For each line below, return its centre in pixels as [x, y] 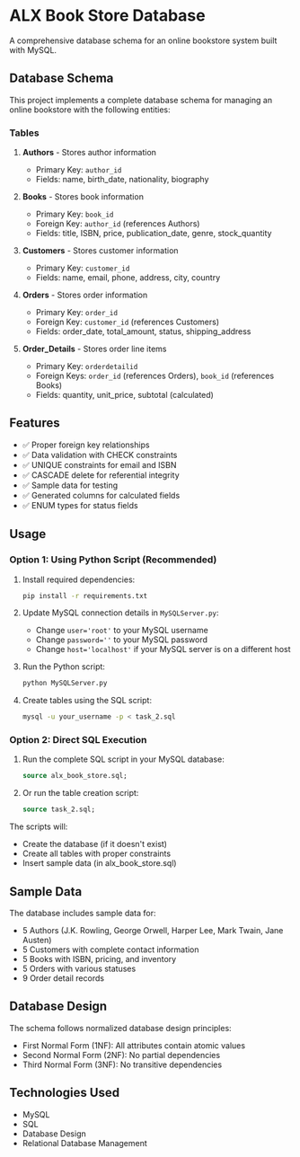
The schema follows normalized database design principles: [120, 1028]
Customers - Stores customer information [100, 251]
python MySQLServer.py [65, 684]
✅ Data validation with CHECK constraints [100, 455]
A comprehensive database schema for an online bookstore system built [143, 40]
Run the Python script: [64, 667]
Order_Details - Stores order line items [94, 349]
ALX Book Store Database [107, 16]
